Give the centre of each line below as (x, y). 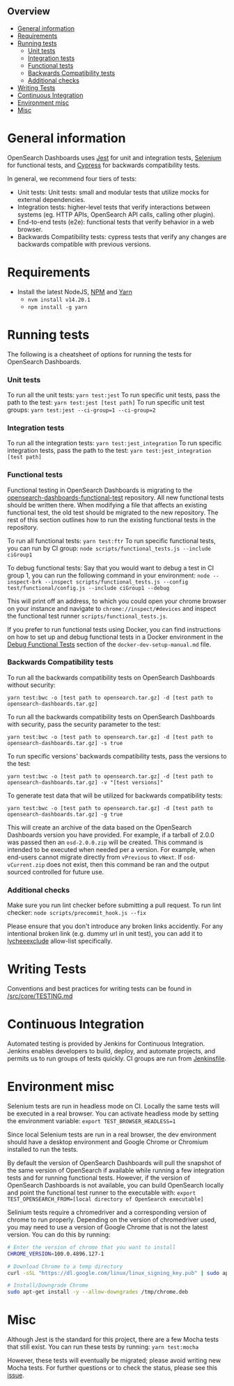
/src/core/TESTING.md (40, 996)
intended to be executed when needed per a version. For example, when (111, 849)
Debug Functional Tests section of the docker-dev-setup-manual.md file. (109, 644)
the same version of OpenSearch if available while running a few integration (116, 1170)
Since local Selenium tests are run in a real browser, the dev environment (112, 1134)
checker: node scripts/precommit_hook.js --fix (77, 913)
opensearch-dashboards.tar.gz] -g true (65, 814)
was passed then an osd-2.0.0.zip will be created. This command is (105, 842)
